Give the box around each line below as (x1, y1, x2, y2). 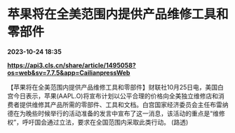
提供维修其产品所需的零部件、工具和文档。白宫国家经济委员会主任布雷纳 (19, 100, 229, 108)
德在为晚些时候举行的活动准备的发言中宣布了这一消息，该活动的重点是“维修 (7, 109, 226, 118)
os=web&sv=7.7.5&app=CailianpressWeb (7, 68, 130, 77)
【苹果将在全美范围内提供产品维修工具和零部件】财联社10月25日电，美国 (7, 83, 218, 91)
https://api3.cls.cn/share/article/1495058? (7, 61, 137, 69)
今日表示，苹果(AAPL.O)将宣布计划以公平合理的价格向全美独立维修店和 (13, 92, 219, 100)
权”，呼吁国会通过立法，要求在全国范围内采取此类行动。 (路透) (7, 118, 189, 126)
